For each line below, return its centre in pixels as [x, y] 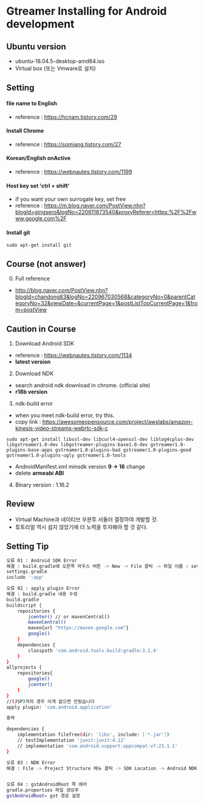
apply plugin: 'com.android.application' [59, 707]
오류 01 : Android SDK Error [42, 561]
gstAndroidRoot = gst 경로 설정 [43, 796]
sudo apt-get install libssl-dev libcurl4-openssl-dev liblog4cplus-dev [100, 440]
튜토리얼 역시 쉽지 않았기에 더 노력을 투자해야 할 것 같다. [81, 527]
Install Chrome [25, 131]
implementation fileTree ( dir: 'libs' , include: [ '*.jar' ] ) [93, 735]
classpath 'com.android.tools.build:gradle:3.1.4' [93, 651]
